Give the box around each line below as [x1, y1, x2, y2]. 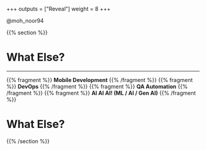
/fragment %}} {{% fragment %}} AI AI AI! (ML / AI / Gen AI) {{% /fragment [6, 89, 196, 97]
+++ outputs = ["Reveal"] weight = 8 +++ [6, 6, 111, 12]
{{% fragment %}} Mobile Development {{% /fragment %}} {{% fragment [6, 76, 193, 83]
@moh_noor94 [6, 17, 44, 24]
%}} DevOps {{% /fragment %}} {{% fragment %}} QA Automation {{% [6, 83, 188, 90]
